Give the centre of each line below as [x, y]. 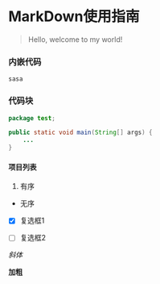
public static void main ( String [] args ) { [80, 133]
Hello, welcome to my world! [75, 39]
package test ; [32, 118]
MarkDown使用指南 [74, 17]
